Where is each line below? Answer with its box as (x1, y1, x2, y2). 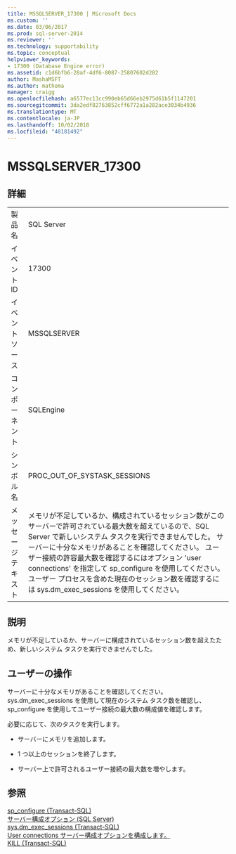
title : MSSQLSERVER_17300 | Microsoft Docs (7, 10, 137, 18)
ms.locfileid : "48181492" (7, 128, 83, 135)
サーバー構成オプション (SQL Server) (7, 815, 114, 823)
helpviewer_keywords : (7, 56, 71, 63)
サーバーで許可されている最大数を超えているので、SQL (27, 522, 209, 531)
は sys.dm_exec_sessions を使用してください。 (27, 585, 184, 595)
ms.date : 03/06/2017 (7, 23, 68, 30)
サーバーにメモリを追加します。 (17, 735, 110, 743)
